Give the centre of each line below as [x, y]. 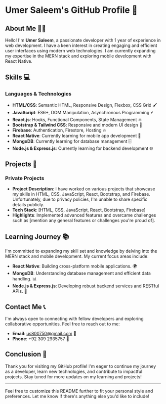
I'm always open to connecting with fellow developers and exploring [75, 319]
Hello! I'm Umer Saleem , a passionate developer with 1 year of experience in [83, 40]
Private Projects [25, 178]
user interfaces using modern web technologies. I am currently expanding [80, 51]
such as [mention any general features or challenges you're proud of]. [84, 221]
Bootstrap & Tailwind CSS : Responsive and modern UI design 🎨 [77, 125]
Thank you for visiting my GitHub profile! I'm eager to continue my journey [81, 366]
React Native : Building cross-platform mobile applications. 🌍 [75, 266]
